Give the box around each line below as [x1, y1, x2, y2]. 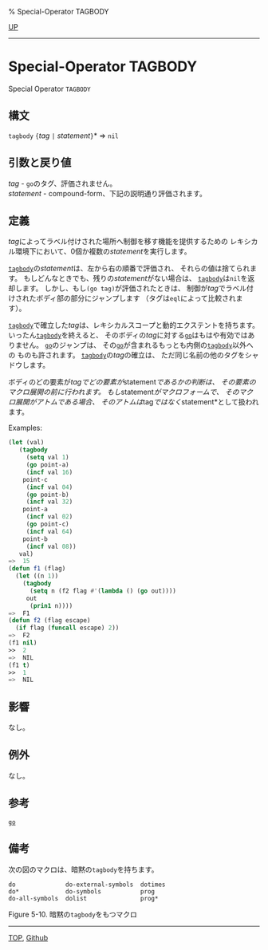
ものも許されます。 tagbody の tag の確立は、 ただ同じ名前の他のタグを [17, 350, 246, 360]
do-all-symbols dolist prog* [8, 894, 159, 902]
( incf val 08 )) [26, 542, 77, 550]
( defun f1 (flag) [8, 565, 66, 573]
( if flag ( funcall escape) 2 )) [15, 624, 120, 633]
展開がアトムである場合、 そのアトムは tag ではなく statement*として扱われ [14, 397, 259, 407]
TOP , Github [8, 932, 49, 942]
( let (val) [8, 439, 45, 447]
